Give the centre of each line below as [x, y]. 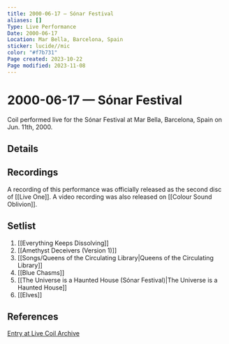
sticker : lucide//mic [39, 46]
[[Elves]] [30, 294]
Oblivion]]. [22, 204]
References [33, 316]
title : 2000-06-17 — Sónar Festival [60, 14]
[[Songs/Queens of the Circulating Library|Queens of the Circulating [116, 257]
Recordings [33, 173]
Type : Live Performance [42, 27]
